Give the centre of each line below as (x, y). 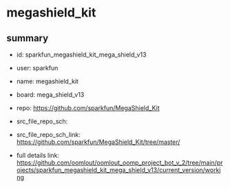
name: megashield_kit (47, 81)
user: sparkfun (37, 68)
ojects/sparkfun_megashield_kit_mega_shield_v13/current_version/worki (118, 170)
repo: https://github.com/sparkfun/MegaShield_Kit (88, 108)
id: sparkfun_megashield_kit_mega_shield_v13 (81, 54)
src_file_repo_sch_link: (48, 135)
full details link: (38, 155)
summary (28, 38)
